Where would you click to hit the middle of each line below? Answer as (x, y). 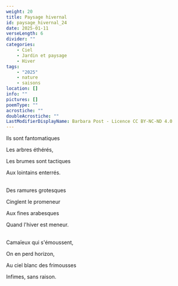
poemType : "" (22, 105)
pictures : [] (22, 99)
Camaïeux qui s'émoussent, (40, 242)
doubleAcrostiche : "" (33, 116)
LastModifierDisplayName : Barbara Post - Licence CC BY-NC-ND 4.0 (89, 122)
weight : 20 (19, 12)
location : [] (22, 89)
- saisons (29, 83)
